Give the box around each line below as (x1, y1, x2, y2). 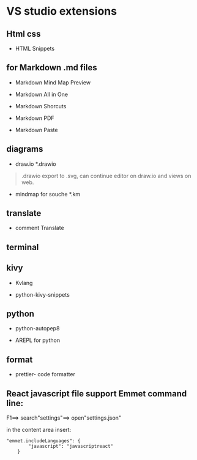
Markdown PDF (15, 114, 54, 122)
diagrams (6, 144, 43, 154)
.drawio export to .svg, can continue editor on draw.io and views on (21, 172, 191, 179)
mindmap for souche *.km (15, 190, 81, 198)
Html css (6, 29, 41, 39)
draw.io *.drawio (15, 160, 56, 168)
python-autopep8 (15, 325, 60, 332)
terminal (6, 242, 39, 252)
